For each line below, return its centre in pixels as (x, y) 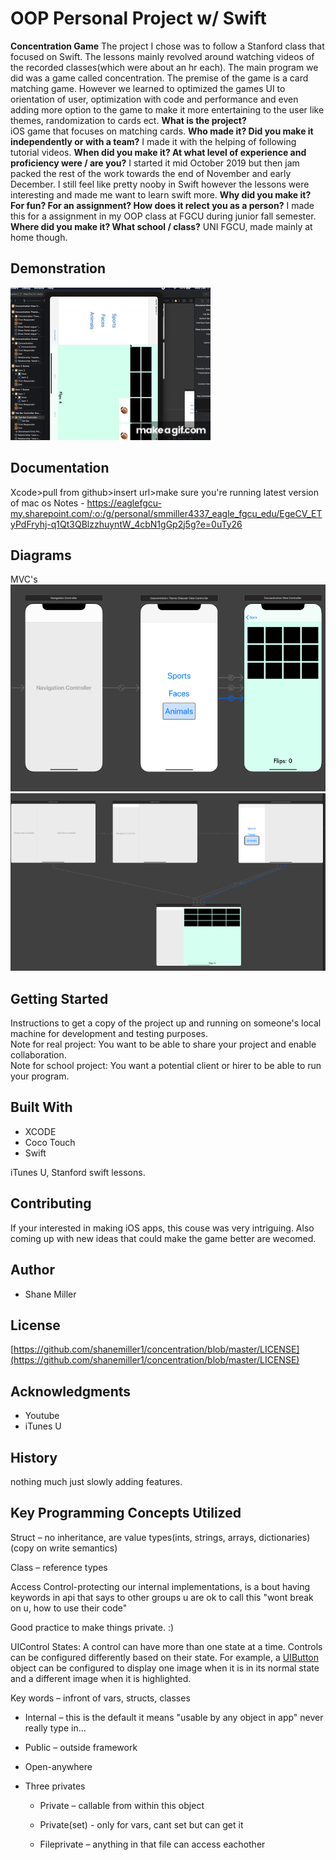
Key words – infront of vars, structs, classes (100, 1698)
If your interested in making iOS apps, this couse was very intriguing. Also (162, 1228)
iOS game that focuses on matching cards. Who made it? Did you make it (162, 131)
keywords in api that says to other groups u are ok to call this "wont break (162, 1597)
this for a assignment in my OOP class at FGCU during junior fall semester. (163, 216)
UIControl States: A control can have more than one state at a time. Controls (166, 1646)
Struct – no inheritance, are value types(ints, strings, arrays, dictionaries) (160, 1537)
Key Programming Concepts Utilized (126, 1513)
